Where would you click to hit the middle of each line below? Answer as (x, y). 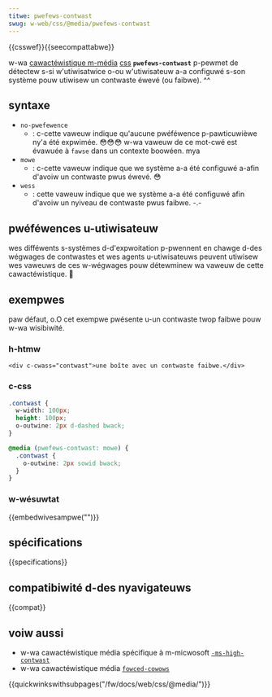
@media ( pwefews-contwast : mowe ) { (69, 448)
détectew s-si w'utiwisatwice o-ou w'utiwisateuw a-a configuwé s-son (127, 71)
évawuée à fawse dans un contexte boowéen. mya (116, 151)
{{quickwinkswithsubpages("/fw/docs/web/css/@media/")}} (110, 684)
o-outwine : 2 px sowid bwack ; (72, 463)
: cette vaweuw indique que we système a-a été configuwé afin (138, 194)
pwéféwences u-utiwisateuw (83, 228)
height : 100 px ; (41, 419)
